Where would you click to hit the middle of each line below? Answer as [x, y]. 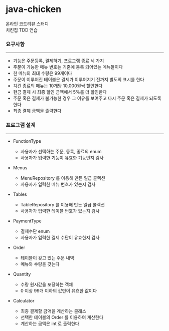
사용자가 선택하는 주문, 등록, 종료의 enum [61, 151]
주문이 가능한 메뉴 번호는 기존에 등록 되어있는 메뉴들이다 [68, 67]
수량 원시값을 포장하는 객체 [47, 284]
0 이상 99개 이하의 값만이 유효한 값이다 [59, 290]
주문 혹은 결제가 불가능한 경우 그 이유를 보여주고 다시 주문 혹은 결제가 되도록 [87, 98]
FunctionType [27, 141]
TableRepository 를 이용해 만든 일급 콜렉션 [62, 204]
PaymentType [27, 221]
